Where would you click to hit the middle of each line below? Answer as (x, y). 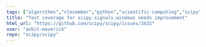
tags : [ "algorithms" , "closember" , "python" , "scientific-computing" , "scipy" (104, 12)
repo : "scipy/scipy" (33, 35)
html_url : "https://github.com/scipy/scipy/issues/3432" (81, 23)
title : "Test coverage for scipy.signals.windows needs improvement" (97, 18)
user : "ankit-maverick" (37, 29)
